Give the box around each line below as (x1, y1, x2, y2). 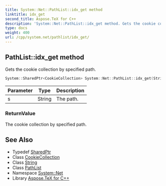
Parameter (7, 87, 33, 94)
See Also (5, 136, 33, 144)
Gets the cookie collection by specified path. (5, 66, 96, 72)
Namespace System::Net (12, 170, 63, 176)
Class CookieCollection (12, 154, 60, 160)
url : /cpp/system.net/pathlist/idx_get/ (5, 35, 90, 40)
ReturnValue (5, 110, 36, 117)
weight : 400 (5, 30, 30, 35)
